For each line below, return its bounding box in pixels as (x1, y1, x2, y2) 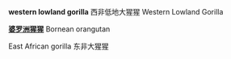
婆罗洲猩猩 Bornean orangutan (8, 24, 111, 34)
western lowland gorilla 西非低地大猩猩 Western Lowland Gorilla (8, 7, 224, 16)
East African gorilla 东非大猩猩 (8, 41, 109, 51)
